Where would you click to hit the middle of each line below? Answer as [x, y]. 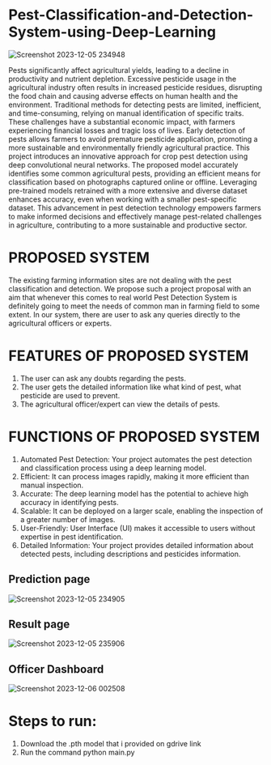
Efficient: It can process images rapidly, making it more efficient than [134, 476]
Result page [39, 624]
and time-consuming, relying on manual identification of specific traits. [126, 113]
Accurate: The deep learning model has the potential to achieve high [134, 493]
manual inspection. [52, 485]
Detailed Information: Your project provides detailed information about [137, 545]
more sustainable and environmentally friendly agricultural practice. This [129, 147]
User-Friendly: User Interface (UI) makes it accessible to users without [138, 528]
